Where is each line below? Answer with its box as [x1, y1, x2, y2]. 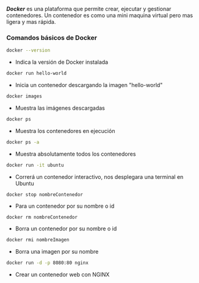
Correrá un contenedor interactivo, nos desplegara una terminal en [15, 173, 184, 180]
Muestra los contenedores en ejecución [15, 127, 115, 134]
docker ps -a [6, 139, 40, 145]
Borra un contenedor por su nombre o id [15, 225, 117, 232]
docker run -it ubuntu [6, 162, 64, 168]
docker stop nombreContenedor [6, 191, 84, 198]
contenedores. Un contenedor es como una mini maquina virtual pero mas [6, 12, 194, 19]
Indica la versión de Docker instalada [15, 58, 109, 66]
